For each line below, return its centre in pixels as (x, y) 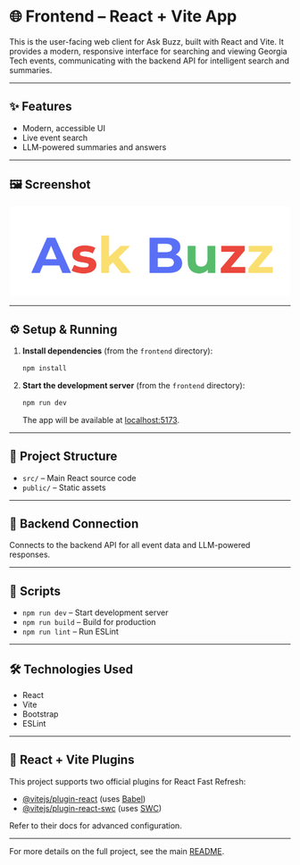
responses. (30, 554)
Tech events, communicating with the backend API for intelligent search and (150, 61)
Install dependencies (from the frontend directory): (117, 351)
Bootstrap (40, 714)
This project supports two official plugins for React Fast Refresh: (128, 781)
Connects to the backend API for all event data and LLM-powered (130, 545)
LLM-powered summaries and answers (94, 147)
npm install (44, 369)
